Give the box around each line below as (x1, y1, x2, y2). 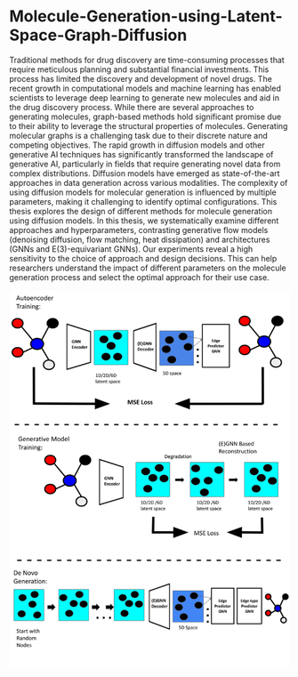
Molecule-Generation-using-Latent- (9, 6, 283, 27)
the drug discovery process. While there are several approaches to (9, 101, 254, 112)
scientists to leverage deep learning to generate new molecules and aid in (9, 92, 280, 103)
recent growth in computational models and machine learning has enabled (9, 83, 282, 93)
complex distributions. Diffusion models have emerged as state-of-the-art (9, 167, 280, 179)
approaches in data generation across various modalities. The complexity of (9, 177, 288, 188)
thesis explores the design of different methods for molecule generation (9, 206, 273, 216)
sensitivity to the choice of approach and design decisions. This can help (9, 253, 278, 263)
